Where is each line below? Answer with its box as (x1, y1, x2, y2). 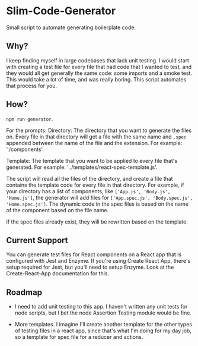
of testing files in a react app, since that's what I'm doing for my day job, (14, 327, 191, 334)
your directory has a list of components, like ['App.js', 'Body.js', (6, 187, 171, 194)
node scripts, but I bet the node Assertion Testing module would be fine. (14, 309, 191, 316)
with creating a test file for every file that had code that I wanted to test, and (6, 63, 191, 70)
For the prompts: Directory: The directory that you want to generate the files (6, 127, 192, 134)
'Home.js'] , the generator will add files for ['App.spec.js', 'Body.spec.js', (6, 194, 193, 201)
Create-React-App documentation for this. (6, 270, 110, 277)
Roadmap (6, 287, 43, 297)
